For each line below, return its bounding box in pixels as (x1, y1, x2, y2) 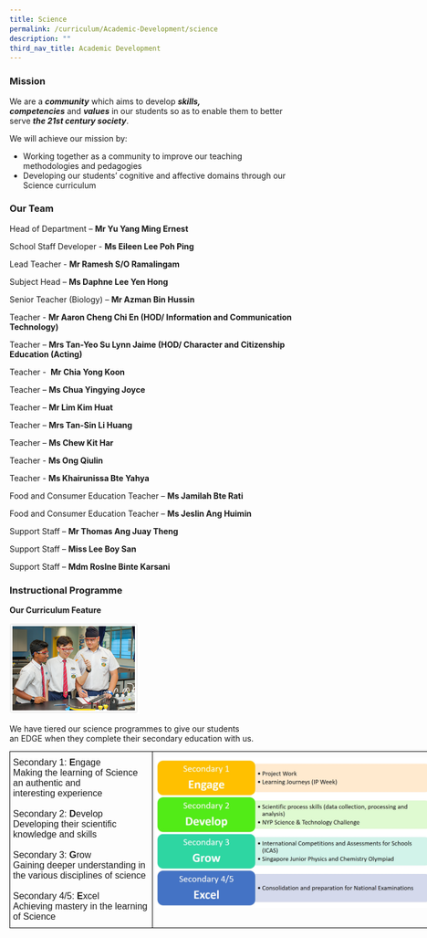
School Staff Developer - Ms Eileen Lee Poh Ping (9, 240, 194, 251)
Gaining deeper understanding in (13, 859, 146, 871)
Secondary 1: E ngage (13, 757, 101, 768)
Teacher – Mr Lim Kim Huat (9, 402, 114, 413)
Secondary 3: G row (13, 849, 91, 860)
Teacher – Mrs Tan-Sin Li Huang (9, 419, 133, 430)
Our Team (9, 202, 55, 215)
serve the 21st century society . (9, 115, 130, 126)
